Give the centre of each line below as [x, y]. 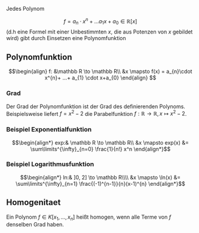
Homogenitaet [33, 203]
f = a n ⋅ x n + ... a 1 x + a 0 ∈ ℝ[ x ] [100, 22]
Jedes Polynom [25, 9]
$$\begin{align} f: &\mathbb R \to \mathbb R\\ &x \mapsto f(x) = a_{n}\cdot [100, 72]
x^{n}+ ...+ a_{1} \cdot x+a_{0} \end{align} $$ [100, 78]
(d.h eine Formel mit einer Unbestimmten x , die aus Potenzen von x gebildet [99, 32]
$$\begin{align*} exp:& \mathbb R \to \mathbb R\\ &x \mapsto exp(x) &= [100, 142]
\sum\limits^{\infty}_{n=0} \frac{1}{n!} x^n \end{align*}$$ [100, 149]
